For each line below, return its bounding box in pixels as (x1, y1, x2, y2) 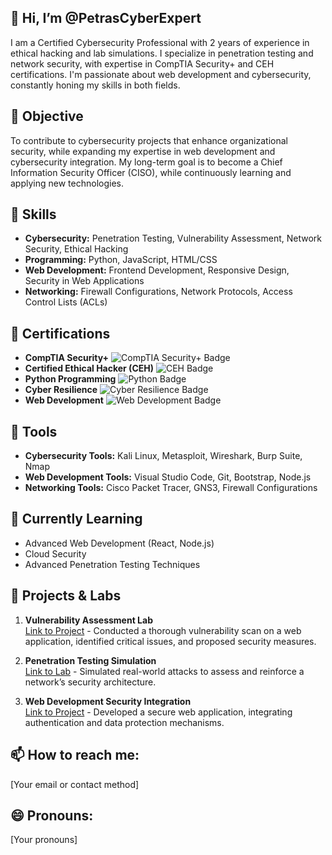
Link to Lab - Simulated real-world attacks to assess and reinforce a (24, 665, 305, 677)
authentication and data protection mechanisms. (24, 716, 225, 728)
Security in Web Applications (24, 275, 145, 287)
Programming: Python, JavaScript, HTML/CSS (24, 254, 218, 266)
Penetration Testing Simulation (24, 654, 157, 666)
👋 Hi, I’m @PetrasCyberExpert (10, 10, 202, 27)
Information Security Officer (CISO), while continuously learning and (10, 166, 292, 178)
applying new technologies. (10, 177, 124, 189)
